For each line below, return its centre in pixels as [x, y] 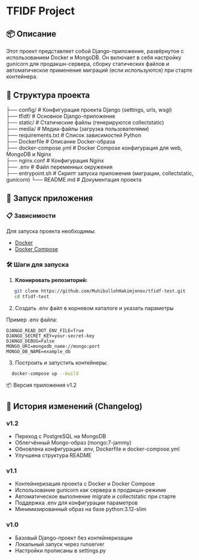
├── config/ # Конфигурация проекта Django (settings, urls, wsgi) [89, 109]
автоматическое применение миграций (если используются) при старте [99, 70]
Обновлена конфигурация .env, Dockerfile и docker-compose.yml [97, 449]
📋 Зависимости [31, 216]
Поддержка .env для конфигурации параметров [76, 503]
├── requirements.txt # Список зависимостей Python [74, 135]
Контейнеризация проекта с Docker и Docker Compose [85, 484]
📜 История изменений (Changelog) [74, 406]
